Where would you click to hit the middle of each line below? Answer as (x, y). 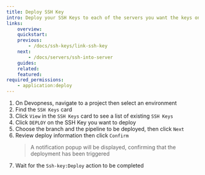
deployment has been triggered (70, 154)
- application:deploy (45, 86)
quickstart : (32, 35)
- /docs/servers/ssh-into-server (71, 57)
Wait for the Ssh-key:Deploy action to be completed (79, 166)
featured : (30, 74)
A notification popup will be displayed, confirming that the (103, 147)
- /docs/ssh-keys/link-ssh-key (68, 46)
